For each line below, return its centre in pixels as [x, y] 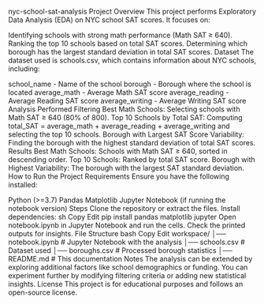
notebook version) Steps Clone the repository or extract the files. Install [124, 208]
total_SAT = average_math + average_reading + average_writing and [119, 126]
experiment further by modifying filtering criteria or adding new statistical [127, 275]
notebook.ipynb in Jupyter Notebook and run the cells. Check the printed [127, 225]
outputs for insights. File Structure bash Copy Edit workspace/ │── [117, 233]
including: [24, 69]
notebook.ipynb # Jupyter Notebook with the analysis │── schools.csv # [127, 242]
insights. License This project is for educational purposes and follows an [126, 284]
